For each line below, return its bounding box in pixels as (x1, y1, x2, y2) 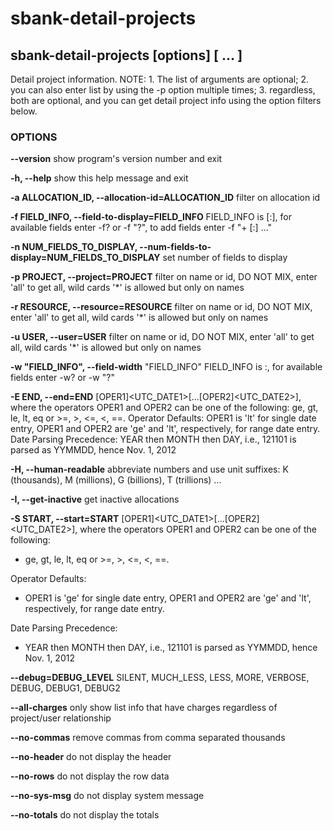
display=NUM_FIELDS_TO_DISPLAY (10, 252, 161, 264)
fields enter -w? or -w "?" (10, 372, 115, 384)
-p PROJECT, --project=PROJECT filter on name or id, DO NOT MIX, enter (10, 271, 318, 283)
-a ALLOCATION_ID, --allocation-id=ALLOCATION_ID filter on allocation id (10, 192, 321, 204)
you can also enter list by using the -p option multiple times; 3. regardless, (10, 84, 316, 96)
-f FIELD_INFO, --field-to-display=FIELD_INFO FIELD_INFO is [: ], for (10, 211, 292, 223)
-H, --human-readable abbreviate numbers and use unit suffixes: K (10, 463, 289, 476)
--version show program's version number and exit (10, 153, 223, 165)
